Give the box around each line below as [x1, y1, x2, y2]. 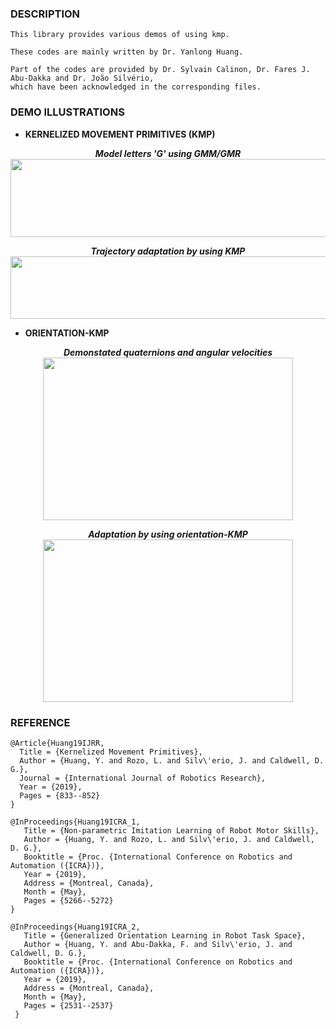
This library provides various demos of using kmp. [10, 30, 230, 40]
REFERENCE [10, 715, 71, 729]
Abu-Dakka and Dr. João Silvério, [10, 73, 155, 84]
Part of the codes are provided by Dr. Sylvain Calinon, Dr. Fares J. [10, 65, 311, 75]
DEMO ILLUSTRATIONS [10, 105, 125, 119]
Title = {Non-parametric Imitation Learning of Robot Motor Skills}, [23, 825, 320, 836]
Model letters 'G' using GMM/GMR [94, 147, 242, 159]
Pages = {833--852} [19, 790, 101, 801]
